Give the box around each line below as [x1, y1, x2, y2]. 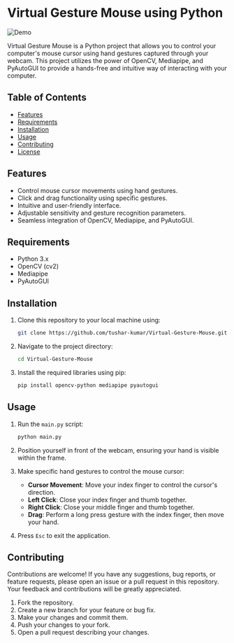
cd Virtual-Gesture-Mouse [17, 355, 93, 363]
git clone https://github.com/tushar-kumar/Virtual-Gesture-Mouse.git [17, 330, 228, 337]
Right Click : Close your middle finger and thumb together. [27, 502, 195, 511]
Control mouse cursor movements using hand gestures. [17, 186, 178, 195]
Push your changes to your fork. [17, 621, 110, 629]
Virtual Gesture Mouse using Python [7, 5, 224, 21]
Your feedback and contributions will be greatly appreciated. [7, 585, 182, 593]
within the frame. [17, 453, 66, 462]
